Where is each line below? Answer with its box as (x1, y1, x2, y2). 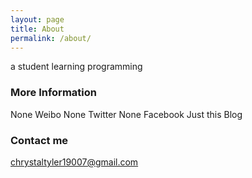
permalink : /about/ (10, 33, 92, 43)
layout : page (10, 14, 65, 25)
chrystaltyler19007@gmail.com (10, 156, 139, 168)
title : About (10, 24, 65, 34)
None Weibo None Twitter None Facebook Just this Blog (10, 108, 243, 120)
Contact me (10, 133, 69, 147)
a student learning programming (10, 61, 143, 73)
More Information (10, 86, 97, 100)
